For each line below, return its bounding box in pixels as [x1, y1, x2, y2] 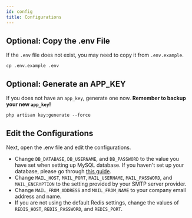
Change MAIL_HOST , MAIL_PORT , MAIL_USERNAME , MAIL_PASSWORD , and [14, 174, 173, 181]
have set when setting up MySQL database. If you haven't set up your [14, 161, 184, 169]
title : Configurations [6, 14, 62, 20]
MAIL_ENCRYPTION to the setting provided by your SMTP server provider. [14, 180, 187, 187]
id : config [6, 8, 33, 15]
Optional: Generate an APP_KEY [6, 79, 126, 89]
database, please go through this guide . [14, 167, 112, 174]
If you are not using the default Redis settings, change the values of [14, 199, 179, 206]
